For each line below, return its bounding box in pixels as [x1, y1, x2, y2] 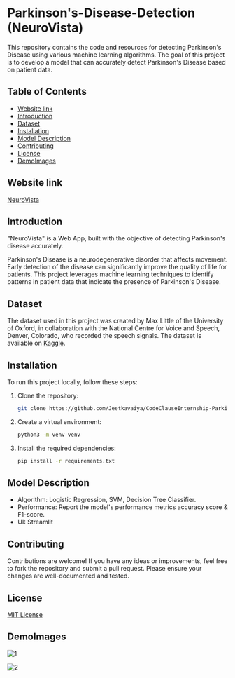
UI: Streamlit [17, 517, 54, 527]
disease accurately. [7, 242, 64, 250]
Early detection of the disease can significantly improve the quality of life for [7, 263, 227, 271]
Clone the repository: [17, 391, 79, 400]
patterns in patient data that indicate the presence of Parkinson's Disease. [7, 278, 222, 286]
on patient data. [7, 65, 53, 74]
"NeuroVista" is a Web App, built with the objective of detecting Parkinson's [7, 234, 226, 243]
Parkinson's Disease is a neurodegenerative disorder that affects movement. [7, 255, 228, 264]
